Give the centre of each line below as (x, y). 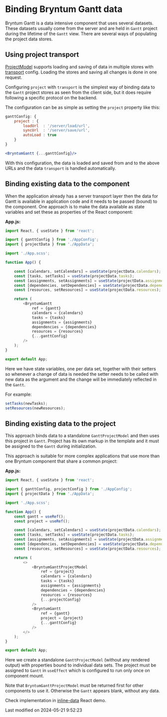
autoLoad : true (40, 135)
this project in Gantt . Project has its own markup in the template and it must (82, 441)
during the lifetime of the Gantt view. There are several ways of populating (81, 33)
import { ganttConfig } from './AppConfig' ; (52, 240)
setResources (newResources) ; (35, 408)
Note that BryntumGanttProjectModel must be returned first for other (74, 686)
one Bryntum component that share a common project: (61, 461)
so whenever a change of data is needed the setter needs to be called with (82, 374)
